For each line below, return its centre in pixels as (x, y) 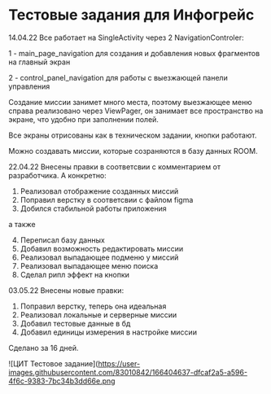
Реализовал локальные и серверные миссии (98, 314)
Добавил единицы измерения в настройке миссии (109, 332)
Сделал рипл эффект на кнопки (75, 274)
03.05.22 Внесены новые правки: (66, 290)
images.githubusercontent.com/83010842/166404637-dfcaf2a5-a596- (128, 372)
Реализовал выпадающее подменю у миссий (99, 257)
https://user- (119, 363)
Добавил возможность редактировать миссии (102, 248)
